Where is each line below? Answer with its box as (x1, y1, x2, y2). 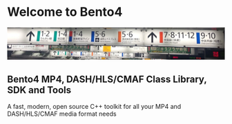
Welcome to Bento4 (7, 4, 123, 20)
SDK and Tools (7, 84, 72, 96)
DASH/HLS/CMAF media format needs (7, 110, 117, 118)
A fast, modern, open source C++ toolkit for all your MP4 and (7, 103, 182, 111)
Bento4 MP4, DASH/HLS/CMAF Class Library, (7, 73, 207, 85)
